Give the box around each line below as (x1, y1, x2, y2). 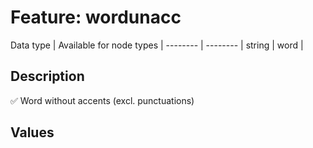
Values (10, 124, 55, 141)
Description (10, 68, 85, 85)
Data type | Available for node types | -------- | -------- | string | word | (10, 39, 304, 51)
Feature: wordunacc (10, 6, 182, 29)
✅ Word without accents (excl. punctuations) (10, 94, 195, 106)
